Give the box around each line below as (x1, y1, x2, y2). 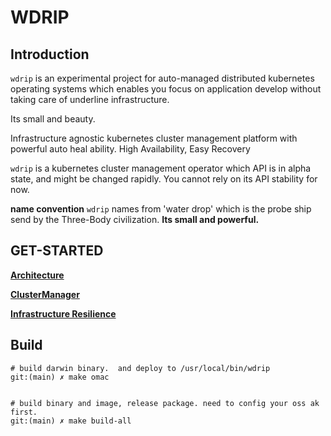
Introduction (10, 46, 90, 63)
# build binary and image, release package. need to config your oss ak (10, 398, 320, 408)
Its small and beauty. (10, 113, 96, 125)
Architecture (10, 269, 65, 281)
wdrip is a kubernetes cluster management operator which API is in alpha (10, 162, 312, 174)
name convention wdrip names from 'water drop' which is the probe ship (10, 203, 312, 215)
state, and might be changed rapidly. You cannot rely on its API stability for (10, 173, 318, 185)
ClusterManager (10, 288, 80, 300)
